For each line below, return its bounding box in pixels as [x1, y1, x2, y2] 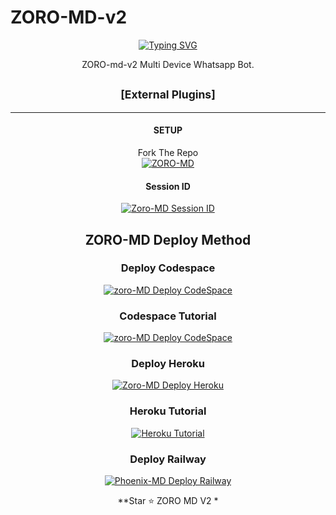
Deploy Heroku [131, 357, 205, 371]
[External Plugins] [120, 87, 216, 102]
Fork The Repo [137, 146, 199, 158]
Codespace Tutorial [119, 309, 217, 323]
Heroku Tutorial [129, 404, 207, 418]
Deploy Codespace [120, 261, 216, 275]
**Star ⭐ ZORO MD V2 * [117, 495, 219, 507]
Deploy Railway [129, 452, 207, 466]
